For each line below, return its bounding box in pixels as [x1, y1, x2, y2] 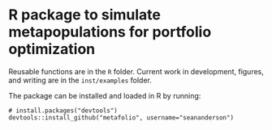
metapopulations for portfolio [8, 23, 212, 41]
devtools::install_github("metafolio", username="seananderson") [8, 113, 234, 122]
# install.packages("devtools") [8, 107, 118, 115]
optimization [8, 40, 96, 58]
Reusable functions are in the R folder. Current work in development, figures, [8, 66, 264, 76]
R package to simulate [8, 6, 161, 24]
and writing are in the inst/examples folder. [8, 75, 152, 85]
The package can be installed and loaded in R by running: [8, 90, 201, 100]
